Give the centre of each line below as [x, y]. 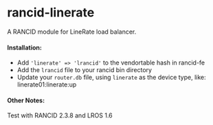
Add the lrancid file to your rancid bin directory [85, 70]
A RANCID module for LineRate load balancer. [72, 32]
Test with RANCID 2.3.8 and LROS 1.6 [60, 115]
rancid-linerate [51, 13]
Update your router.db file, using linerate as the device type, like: [111, 78]
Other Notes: [26, 100]
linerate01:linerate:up [47, 84]
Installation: [25, 47]
